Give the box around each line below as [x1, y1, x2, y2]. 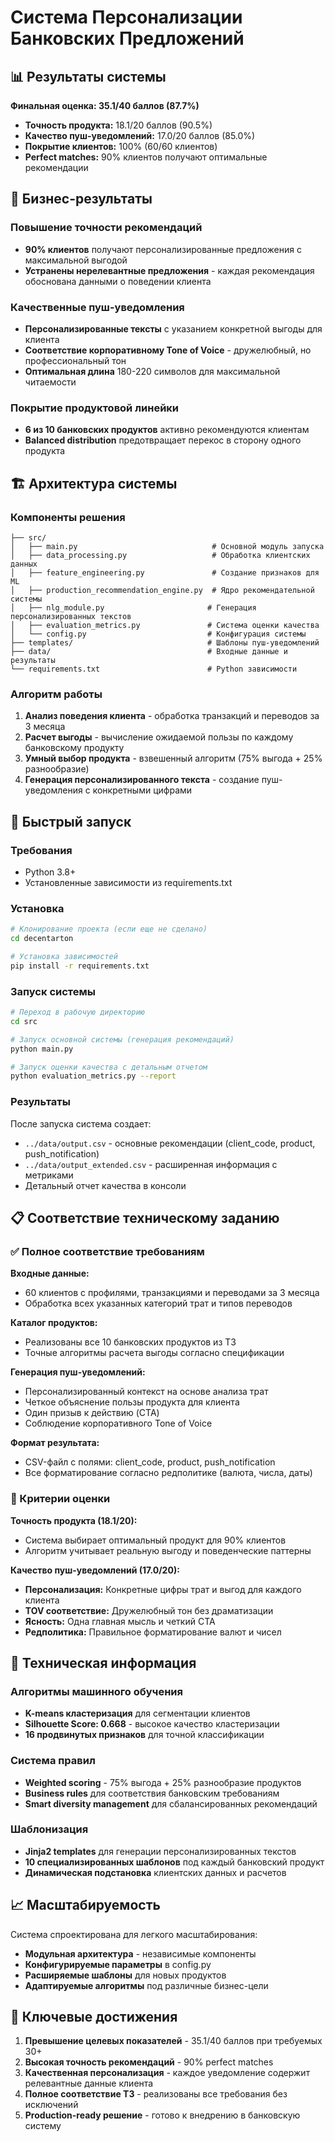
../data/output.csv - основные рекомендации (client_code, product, [24, 1137, 316, 1149]
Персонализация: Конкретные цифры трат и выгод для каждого [24, 1583, 302, 1595]
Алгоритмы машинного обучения [10, 1684, 183, 1698]
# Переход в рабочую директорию [10, 1007, 145, 1018]
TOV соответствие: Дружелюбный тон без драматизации [24, 1604, 274, 1616]
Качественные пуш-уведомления [10, 300, 185, 314]
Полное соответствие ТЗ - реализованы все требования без [24, 2088, 288, 2100]
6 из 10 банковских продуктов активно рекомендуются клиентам [24, 424, 310, 436]
